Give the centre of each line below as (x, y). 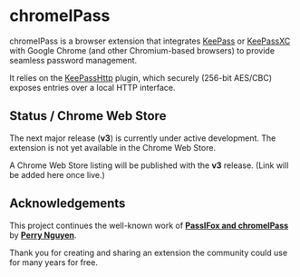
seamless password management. (73, 60)
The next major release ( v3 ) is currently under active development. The (143, 138)
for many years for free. (53, 262)
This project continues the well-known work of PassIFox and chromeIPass (149, 225)
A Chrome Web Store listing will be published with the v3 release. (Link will (149, 165)
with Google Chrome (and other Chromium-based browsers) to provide (142, 50)
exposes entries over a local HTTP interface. (92, 87)
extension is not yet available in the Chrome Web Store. (112, 147)
